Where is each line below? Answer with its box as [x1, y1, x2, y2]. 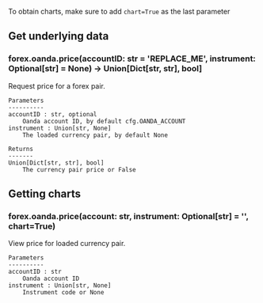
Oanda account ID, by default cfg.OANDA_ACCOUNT [22, 117, 186, 125]
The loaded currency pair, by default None [22, 131, 169, 139]
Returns [8, 145, 34, 153]
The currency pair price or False [22, 165, 136, 173]
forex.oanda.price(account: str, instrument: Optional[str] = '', [8, 211, 249, 222]
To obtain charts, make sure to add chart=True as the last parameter [8, 7, 231, 16]
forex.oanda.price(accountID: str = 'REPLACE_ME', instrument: [8, 53, 256, 64]
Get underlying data [8, 29, 109, 43]
